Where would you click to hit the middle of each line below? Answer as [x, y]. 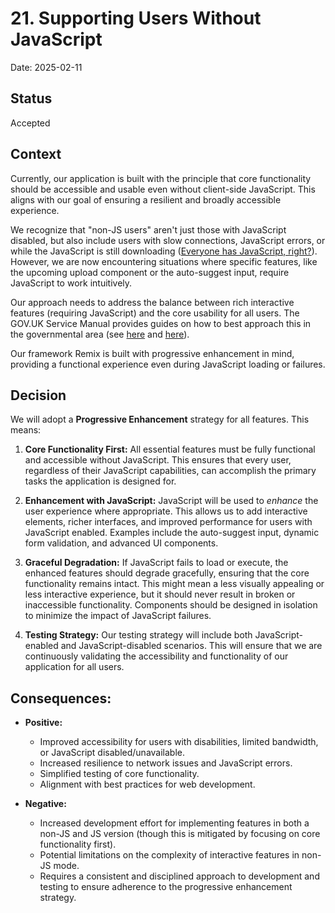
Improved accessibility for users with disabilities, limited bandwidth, [179, 742]
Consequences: [61, 698]
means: [26, 430]
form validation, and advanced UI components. [121, 543]
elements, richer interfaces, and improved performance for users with [168, 522]
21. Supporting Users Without [136, 18]
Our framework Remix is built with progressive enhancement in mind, [152, 353]
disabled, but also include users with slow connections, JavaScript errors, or [168, 240]
